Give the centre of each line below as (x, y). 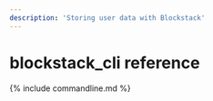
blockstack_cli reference (105, 62)
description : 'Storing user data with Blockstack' (107, 18)
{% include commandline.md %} (71, 88)
